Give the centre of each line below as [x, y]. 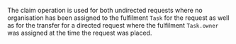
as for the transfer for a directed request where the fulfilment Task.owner [113, 25]
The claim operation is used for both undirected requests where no [105, 10]
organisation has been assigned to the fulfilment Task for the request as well [118, 18]
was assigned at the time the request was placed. [80, 33]
